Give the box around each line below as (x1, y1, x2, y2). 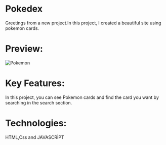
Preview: (5, 43, 43, 55)
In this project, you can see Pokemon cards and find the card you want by (5, 94, 159, 100)
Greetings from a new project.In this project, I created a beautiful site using (5, 20, 161, 26)
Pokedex (5, 3, 43, 15)
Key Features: (5, 78, 65, 89)
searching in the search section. (5, 99, 72, 105)
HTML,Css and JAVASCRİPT (5, 134, 64, 140)
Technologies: (5, 118, 67, 129)
